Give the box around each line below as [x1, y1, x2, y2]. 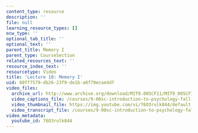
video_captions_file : [11, 96, 65, 102]
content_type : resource [6, 8, 65, 15]
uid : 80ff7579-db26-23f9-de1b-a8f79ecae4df [6, 80, 115, 86]
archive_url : [11, 91, 44, 97]
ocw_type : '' [6, 31, 38, 36]
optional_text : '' [6, 42, 51, 48]
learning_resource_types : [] [6, 25, 78, 31]
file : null [6, 19, 33, 25]
